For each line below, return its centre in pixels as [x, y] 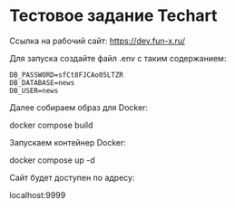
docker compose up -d [52, 160]
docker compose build [51, 125]
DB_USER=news [34, 90]
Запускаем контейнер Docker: [68, 142]
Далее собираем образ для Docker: [78, 107]
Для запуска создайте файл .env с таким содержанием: [118, 58]
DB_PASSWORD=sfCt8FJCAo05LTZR [67, 75]
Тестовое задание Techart [113, 16]
